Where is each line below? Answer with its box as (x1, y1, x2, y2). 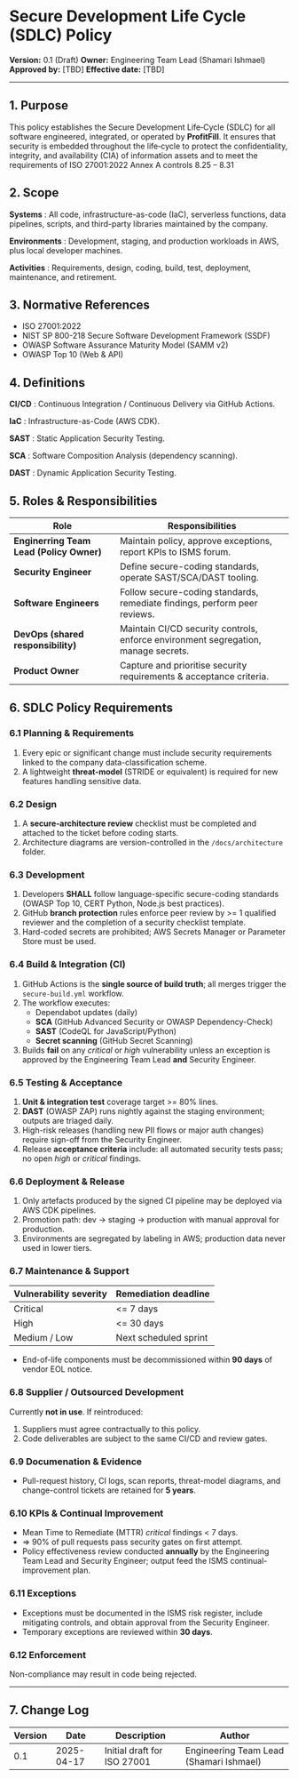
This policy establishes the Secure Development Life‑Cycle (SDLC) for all (9, 122, 276, 132)
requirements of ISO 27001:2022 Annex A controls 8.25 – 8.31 (9, 159, 235, 170)
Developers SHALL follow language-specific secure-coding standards (21, 889, 279, 900)
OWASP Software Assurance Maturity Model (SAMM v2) (21, 340, 229, 350)
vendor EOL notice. (21, 1364, 93, 1374)
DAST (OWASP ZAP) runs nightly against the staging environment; (21, 1105, 265, 1117)
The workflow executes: (21, 998, 111, 1008)
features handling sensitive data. (21, 775, 142, 786)
